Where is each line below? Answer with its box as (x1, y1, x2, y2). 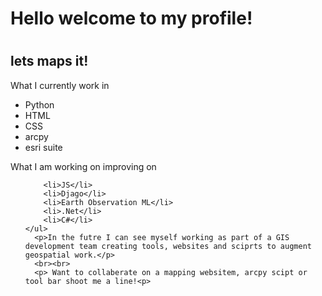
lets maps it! (10, 53, 89, 70)
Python (24, 98, 55, 111)
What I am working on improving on (10, 160, 157, 172)
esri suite (24, 141, 63, 153)
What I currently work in (10, 79, 110, 91)
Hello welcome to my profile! (10, 7, 253, 30)
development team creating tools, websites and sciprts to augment (24, 241, 312, 251)
